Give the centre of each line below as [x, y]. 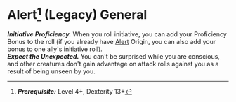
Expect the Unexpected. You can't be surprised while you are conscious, [113, 57]
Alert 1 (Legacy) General [77, 14]
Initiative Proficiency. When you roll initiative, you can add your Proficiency [117, 34]
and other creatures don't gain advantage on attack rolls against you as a [113, 64]
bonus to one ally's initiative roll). [55, 49]
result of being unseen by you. [52, 71]
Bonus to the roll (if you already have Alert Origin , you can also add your [112, 42]
